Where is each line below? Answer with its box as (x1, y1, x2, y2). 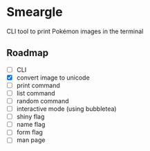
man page (16, 136, 46, 144)
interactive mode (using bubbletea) (16, 105, 117, 113)
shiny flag (16, 112, 45, 121)
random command (16, 97, 69, 105)
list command (16, 89, 56, 97)
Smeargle (6, 4, 63, 20)
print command (16, 81, 60, 89)
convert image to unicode (16, 73, 91, 82)
